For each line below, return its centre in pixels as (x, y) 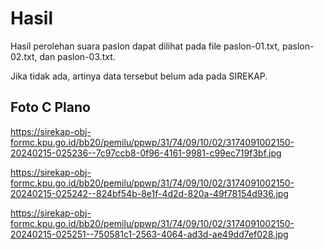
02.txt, (24, 56)
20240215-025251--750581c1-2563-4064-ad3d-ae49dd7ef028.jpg (149, 234)
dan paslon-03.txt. (77, 56)
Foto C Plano (50, 107)
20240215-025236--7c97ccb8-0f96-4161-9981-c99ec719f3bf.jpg (146, 153)
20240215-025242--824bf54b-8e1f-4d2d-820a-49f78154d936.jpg (149, 193)
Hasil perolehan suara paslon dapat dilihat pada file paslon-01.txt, (145, 46)
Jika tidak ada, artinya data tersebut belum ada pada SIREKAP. (139, 76)
